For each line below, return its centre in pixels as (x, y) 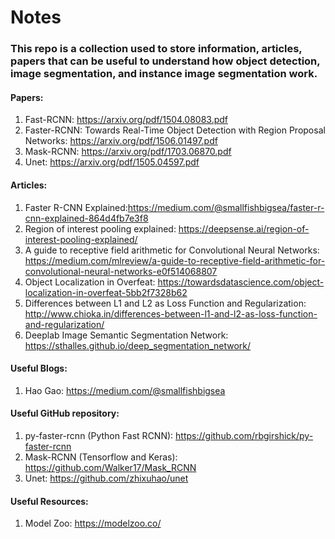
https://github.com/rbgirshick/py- (244, 435)
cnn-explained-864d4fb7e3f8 (86, 218)
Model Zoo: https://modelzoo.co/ (93, 523)
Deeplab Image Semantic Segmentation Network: (126, 335)
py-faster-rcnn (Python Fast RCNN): (99, 435)
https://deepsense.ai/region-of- (244, 228)
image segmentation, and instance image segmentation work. (164, 74)
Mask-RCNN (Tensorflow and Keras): (101, 457)
